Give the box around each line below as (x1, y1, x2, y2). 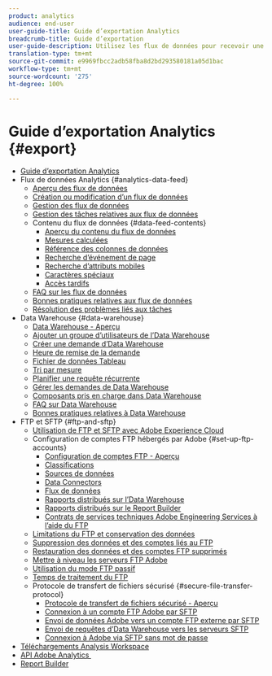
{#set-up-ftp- (208, 434, 254, 444)
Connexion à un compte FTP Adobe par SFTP (44, 607, 198, 617)
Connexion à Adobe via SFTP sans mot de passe (44, 633, 208, 643)
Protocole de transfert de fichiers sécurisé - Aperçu (44, 599, 218, 608)
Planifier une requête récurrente (32, 373, 140, 383)
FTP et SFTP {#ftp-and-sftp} (20, 417, 116, 427)
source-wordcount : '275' (8, 72, 93, 81)
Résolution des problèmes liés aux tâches (32, 304, 173, 314)
